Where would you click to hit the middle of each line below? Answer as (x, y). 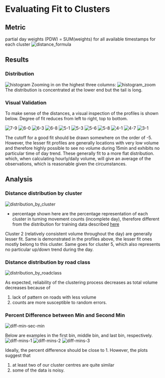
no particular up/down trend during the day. (49, 249)
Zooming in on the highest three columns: (74, 84)
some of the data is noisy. (38, 370)
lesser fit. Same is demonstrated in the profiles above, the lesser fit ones (79, 239)
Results (17, 60)
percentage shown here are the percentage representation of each (80, 213)
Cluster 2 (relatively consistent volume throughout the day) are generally (79, 234)
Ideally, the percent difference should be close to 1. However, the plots (76, 350)
